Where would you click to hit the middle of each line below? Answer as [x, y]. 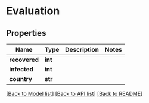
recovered [24, 60]
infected [21, 69]
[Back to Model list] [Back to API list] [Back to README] [74, 94]
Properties [26, 33]
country [21, 79]
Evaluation [33, 11]
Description [82, 50]
